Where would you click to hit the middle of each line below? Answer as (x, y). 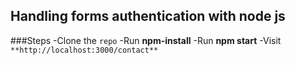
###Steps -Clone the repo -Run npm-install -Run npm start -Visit (146, 40)
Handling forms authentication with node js (148, 16)
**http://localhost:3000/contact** (84, 50)
